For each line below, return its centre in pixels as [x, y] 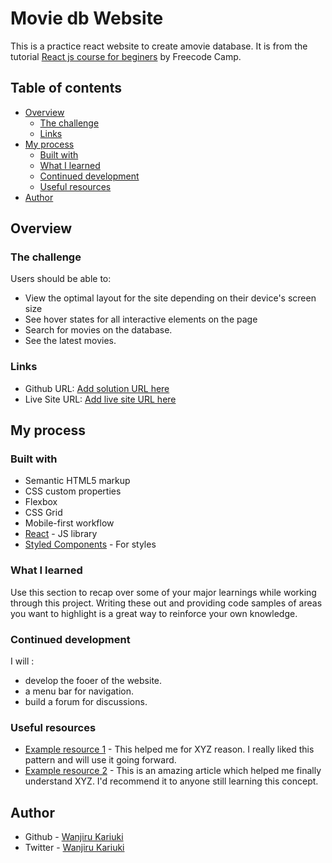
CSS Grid [43, 513]
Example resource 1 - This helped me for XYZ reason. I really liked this [169, 749]
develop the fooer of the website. [93, 681]
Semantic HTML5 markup [77, 481]
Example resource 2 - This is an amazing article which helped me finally [173, 771]
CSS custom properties [73, 491]
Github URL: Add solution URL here [97, 388]
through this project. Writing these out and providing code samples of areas [166, 603]
